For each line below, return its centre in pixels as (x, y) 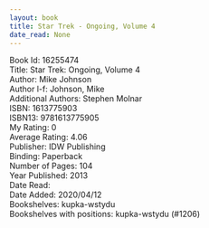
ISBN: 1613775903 (43, 109)
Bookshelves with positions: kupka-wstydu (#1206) (105, 214)
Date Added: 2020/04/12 (56, 195)
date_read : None (40, 34)
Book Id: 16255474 (44, 61)
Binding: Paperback (46, 157)
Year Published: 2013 (49, 176)
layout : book (34, 18)
